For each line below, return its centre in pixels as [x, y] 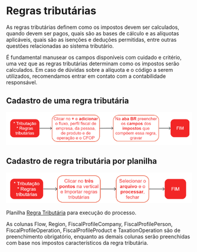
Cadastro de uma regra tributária [68, 101]
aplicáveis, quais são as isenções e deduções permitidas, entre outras [91, 39]
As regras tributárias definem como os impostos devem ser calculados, [93, 27]
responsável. [22, 82]
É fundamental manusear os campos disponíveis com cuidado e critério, [94, 57]
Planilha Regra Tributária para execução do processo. [71, 213]
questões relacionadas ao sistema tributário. [60, 46]
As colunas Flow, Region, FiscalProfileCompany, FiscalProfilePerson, [89, 224]
